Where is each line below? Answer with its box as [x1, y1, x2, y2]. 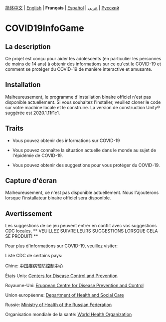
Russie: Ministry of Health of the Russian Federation [5, 302, 112, 308]
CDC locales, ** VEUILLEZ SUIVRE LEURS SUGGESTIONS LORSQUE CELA [5, 228, 158, 234]
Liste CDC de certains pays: [5, 253, 63, 259]
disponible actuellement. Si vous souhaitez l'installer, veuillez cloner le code [5, 99, 161, 105]
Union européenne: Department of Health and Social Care [5, 292, 124, 298]
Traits [5, 124, 24, 133]
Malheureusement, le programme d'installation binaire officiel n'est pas [5, 94, 151, 100]
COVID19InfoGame [5, 22, 84, 34]
